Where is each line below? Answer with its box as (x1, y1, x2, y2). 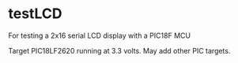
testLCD (8, 5, 62, 23)
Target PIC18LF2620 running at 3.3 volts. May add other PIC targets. (8, 46, 231, 55)
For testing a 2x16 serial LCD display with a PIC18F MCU (8, 31, 191, 40)
